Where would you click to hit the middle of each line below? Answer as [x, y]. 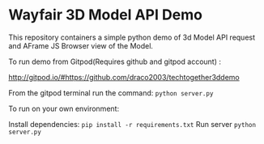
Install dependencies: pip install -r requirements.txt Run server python [132, 124]
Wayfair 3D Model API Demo [105, 15]
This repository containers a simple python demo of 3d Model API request [132, 37]
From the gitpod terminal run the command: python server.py [111, 93]
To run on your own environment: [64, 108]
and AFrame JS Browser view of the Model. [81, 45]
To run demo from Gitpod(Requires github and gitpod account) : [115, 61]
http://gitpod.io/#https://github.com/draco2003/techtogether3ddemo [124, 77]
